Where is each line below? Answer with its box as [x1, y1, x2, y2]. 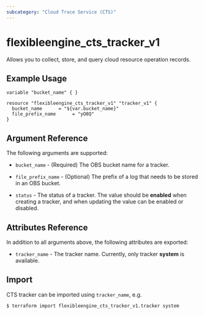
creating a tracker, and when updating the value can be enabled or [15, 198, 184, 205]
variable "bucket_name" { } [6, 89, 78, 96]
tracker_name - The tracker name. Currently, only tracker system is [15, 251, 185, 257]
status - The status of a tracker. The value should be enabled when [15, 191, 187, 199]
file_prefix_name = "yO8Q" [12, 111, 95, 117]
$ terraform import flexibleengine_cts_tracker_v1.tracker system [6, 303, 179, 309]
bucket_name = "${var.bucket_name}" [12, 105, 119, 112]
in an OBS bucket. [15, 180, 61, 187]
